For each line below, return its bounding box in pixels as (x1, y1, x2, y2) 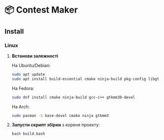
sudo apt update (11, 72, 45, 77)
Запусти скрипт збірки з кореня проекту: (11, 122, 100, 128)
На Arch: (11, 104, 30, 110)
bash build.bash (11, 131, 45, 137)
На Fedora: (11, 85, 35, 91)
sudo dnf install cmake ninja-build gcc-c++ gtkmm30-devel (11, 94, 136, 100)
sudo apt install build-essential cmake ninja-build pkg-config (11, 76, 146, 81)
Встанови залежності (11, 53, 58, 59)
